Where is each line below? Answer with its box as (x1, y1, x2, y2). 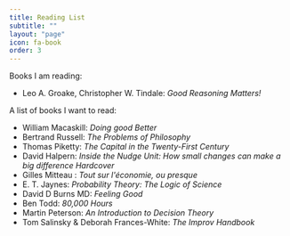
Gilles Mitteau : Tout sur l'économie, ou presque (21, 170, 198, 181)
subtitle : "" (9, 21, 58, 30)
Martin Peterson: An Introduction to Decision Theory (21, 208, 214, 218)
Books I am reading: (9, 70, 83, 81)
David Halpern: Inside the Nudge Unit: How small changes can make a (21, 151, 282, 161)
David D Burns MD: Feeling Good (21, 189, 143, 199)
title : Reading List (9, 12, 86, 22)
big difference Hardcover (21, 160, 115, 171)
